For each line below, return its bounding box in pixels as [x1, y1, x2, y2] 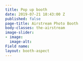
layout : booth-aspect [5, 48, 50, 53]
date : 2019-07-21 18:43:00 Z [5, 12, 65, 17]
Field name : [5, 44, 30, 49]
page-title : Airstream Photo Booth [5, 21, 79, 26]
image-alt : [9, 39, 32, 44]
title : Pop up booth [5, 7, 48, 12]
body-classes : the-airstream [5, 26, 65, 30]
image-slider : [5, 30, 35, 35]
